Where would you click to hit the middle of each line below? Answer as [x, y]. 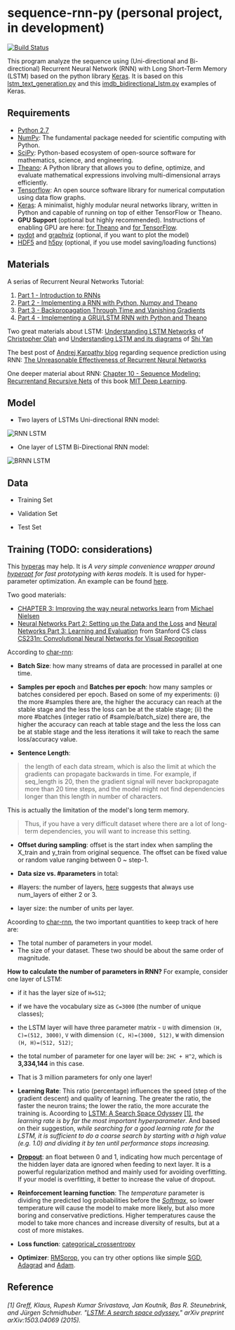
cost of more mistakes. [51, 1230]
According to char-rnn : [40, 652]
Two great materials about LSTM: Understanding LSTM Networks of [106, 331]
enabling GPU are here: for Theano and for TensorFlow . [97, 227]
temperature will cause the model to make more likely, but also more [116, 1208]
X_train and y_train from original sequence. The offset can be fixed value [122, 852]
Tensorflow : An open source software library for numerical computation [121, 190]
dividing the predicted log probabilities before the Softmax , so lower [116, 1200]
